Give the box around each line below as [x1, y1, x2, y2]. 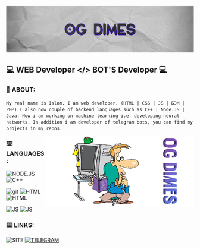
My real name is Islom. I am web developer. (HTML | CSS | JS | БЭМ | [6, 100, 185, 106]
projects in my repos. [6, 125, 62, 131]
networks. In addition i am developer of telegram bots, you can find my [6, 119, 193, 125]
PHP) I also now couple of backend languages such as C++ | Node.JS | [6, 106, 185, 112]
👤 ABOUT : [6, 86, 36, 94]
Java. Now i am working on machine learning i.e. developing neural [6, 113, 180, 119]
